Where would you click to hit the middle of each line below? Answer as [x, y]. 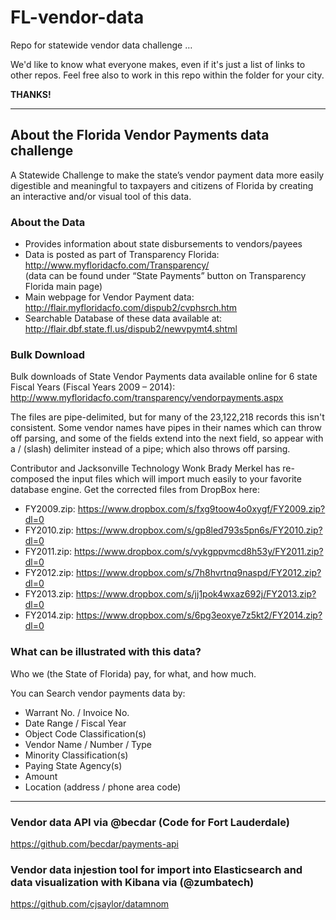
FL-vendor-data [77, 17]
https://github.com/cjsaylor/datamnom [90, 904]
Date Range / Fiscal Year [75, 723]
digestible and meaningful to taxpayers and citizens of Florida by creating [162, 185]
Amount [41, 776]
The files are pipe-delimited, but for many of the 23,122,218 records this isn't [167, 417]
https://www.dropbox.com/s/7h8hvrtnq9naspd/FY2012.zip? [198, 573]
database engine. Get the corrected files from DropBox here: [135, 490]
